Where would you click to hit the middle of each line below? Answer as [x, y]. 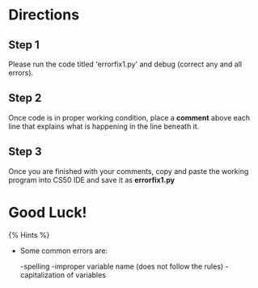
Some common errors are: [63, 250]
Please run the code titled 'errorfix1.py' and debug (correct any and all [125, 64]
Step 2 [25, 98]
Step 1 [24, 45]
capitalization [42, 275]
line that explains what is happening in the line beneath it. [104, 126]
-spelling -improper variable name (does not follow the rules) [122, 266]
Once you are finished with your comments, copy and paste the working [129, 171]
